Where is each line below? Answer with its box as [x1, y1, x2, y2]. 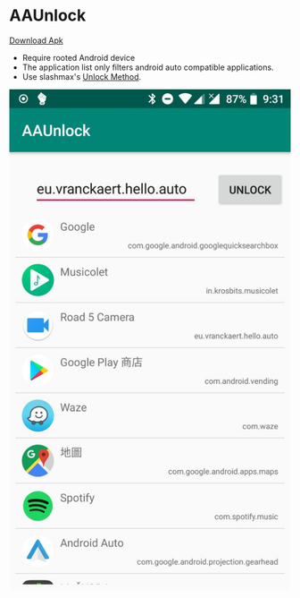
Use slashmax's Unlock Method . [21, 71, 142, 81]
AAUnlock [9, 5, 87, 26]
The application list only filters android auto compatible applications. [21, 62, 274, 73]
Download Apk [9, 35, 64, 46]
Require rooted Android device [21, 52, 136, 63]
